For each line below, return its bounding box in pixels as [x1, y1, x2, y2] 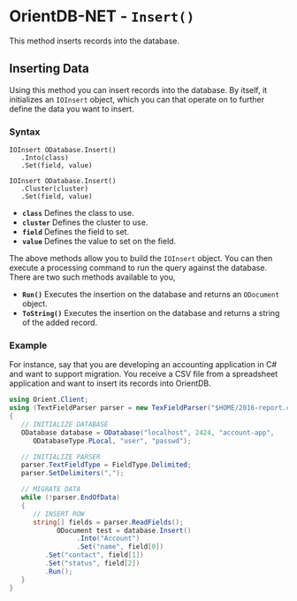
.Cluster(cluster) [20, 184, 89, 194]
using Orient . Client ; [9, 396, 89, 405]
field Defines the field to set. [21, 227, 130, 237]
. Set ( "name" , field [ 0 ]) [76, 543, 164, 551]
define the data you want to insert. [9, 104, 134, 114]
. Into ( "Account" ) [76, 534, 141, 543]
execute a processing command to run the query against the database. [9, 263, 268, 274]
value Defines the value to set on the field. [21, 236, 177, 247]
